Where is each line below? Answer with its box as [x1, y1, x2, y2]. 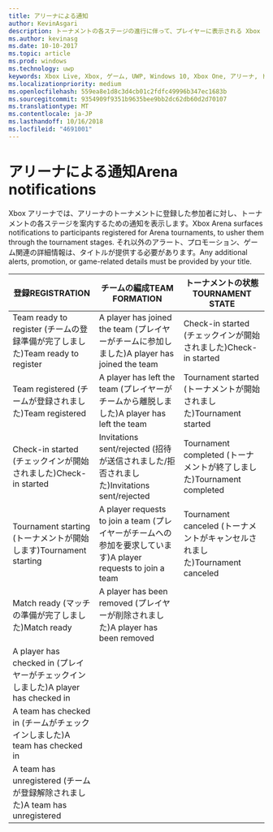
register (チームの [12, 323, 80, 334]
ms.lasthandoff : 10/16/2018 [8, 118, 104, 126]
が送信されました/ [98, 455, 168, 467]
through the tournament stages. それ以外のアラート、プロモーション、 [8, 237, 244, 247]
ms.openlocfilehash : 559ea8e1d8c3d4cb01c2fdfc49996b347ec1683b [8, 87, 227, 96]
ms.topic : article [8, 50, 71, 58]
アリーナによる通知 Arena [8, 162, 179, 181]
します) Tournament [12, 545, 87, 556]
